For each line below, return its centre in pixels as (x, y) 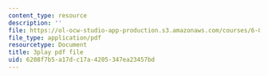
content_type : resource (48, 15)
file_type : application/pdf (55, 38)
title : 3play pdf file (46, 52)
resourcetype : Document (48, 45)
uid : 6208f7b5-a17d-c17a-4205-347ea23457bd (82, 60)
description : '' (35, 23)
